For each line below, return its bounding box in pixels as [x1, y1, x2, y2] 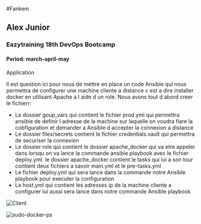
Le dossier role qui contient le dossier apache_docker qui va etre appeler [14, 143, 196, 150]
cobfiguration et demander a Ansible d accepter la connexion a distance [14, 124, 194, 131]
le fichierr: [6, 99, 32, 107]
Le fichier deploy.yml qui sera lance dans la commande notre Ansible [14, 168, 186, 176]
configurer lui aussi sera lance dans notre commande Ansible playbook [14, 187, 191, 195]
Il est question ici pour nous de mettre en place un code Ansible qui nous [6, 80, 187, 88]
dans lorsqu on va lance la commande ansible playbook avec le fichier [14, 150, 189, 157]
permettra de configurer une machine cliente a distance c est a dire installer [6, 86, 194, 94]
